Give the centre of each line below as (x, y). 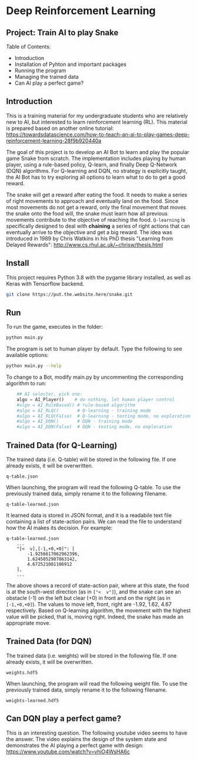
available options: (27, 355)
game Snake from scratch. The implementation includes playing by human (96, 158)
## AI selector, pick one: (50, 394)
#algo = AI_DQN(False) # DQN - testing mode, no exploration (94, 427)
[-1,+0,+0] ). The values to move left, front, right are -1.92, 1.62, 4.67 (89, 604)
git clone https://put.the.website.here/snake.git (69, 294)
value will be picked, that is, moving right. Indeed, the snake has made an (95, 617)
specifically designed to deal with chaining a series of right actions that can (98, 226)
